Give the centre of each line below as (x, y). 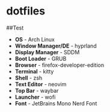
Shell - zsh (29, 78)
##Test (15, 28)
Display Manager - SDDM (47, 52)
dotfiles (26, 11)
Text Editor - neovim (41, 84)
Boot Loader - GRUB (41, 58)
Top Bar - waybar (37, 90)
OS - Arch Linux (35, 39)
